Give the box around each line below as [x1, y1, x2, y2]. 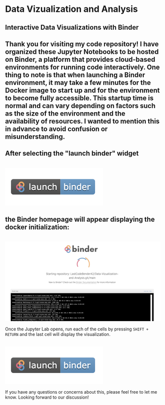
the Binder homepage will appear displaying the [5, 215, 155, 224]
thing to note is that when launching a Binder [5, 71, 145, 79]
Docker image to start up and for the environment [5, 86, 160, 94]
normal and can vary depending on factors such [5, 101, 156, 110]
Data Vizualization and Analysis [5, 3, 138, 15]
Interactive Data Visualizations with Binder [5, 23, 139, 32]
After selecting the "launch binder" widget [5, 149, 139, 158]
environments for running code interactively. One [5, 63, 160, 71]
